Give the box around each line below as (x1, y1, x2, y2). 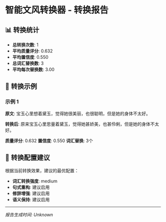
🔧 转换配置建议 (5, 153, 50, 162)
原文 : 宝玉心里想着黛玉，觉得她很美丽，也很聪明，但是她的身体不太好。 (5, 111, 151, 116)
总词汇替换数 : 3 (12, 60, 44, 66)
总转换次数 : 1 (12, 42, 39, 47)
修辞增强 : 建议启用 (12, 190, 50, 196)
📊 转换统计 (5, 26, 40, 34)
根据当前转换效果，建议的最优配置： (5, 167, 79, 173)
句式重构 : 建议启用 (12, 184, 50, 190)
